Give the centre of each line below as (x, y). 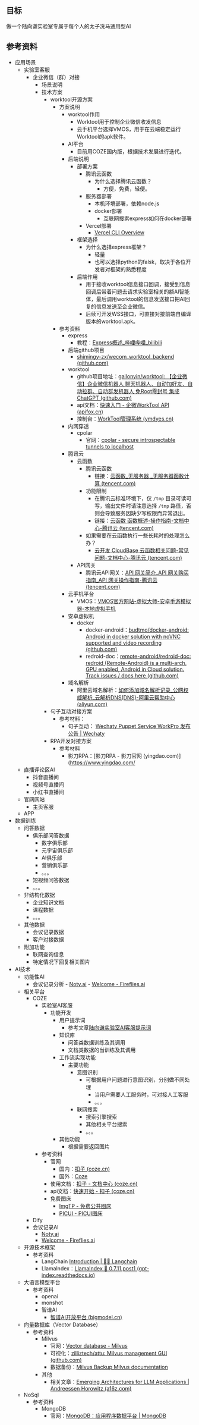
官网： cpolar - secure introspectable (131, 440)
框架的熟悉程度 (128, 269)
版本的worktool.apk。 (112, 321)
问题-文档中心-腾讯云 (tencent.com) (138, 557)
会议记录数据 (48, 932)
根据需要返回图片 (89, 1146)
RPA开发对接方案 (71, 741)
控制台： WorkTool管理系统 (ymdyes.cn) (125, 419)
